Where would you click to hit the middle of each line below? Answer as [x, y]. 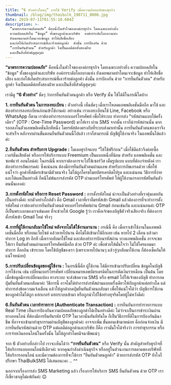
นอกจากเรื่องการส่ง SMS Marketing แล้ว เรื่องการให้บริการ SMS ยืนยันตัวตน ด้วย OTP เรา [84, 371]
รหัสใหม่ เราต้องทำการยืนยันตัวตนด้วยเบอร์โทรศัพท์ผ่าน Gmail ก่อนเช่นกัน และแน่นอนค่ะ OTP [85, 205]
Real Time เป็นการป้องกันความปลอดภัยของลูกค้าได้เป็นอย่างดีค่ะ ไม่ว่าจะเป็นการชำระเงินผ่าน [83, 310]
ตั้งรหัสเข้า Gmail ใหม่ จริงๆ [29, 216]
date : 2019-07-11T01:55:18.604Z [39, 19]
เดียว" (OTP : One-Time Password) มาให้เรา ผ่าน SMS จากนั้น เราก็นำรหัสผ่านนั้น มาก [83, 122]
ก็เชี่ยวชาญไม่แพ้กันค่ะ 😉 [26, 376]
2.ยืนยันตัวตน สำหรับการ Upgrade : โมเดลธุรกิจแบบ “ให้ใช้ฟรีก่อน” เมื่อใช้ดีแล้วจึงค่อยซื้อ [82, 149]
